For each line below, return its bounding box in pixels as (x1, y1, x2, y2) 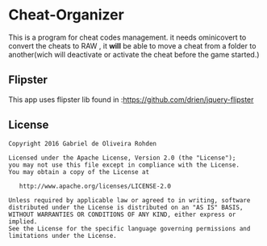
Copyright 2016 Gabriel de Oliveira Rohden (8, 139, 157, 147)
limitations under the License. (8, 231, 117, 240)
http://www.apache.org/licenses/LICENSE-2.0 (19, 182, 172, 190)
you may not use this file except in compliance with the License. (8, 160, 240, 169)
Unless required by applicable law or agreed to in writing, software (8, 196, 251, 204)
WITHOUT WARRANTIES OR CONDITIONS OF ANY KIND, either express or (8, 210, 236, 218)
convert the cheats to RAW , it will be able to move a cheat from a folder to (8, 40, 257, 50)
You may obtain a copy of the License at (8, 168, 150, 176)
